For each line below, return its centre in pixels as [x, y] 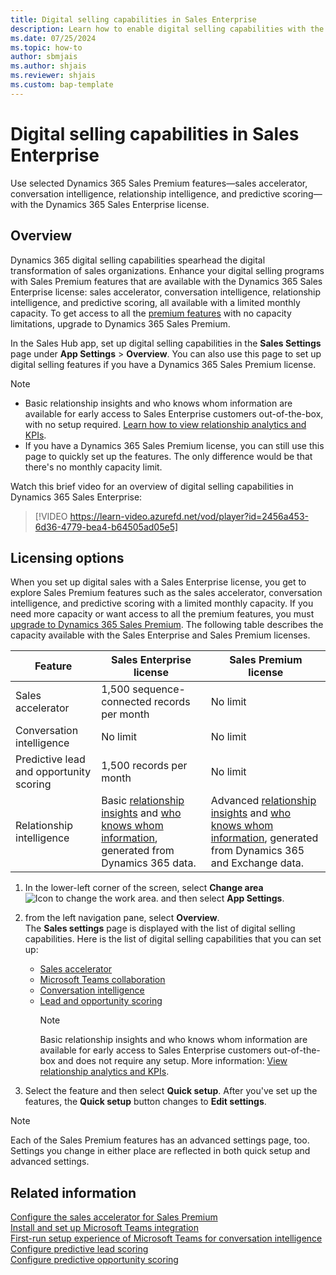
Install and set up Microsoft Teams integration [104, 1228]
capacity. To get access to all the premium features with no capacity [151, 313]
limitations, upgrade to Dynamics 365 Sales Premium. [120, 323]
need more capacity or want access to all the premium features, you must [162, 614]
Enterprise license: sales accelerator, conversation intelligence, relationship [166, 292]
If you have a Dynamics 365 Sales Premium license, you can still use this [174, 445]
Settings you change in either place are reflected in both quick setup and [160, 1151]
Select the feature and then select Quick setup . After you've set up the [171, 1091]
